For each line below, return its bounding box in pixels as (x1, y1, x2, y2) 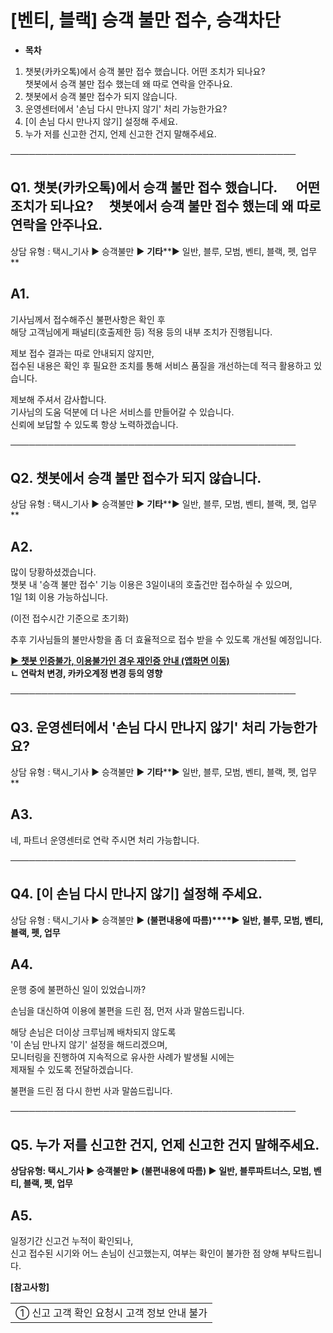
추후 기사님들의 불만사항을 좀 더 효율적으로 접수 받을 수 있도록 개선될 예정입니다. (10, 634, 323, 646)
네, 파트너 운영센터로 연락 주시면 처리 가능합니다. (10, 834, 200, 846)
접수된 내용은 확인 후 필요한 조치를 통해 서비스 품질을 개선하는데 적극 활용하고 (10, 359, 312, 371)
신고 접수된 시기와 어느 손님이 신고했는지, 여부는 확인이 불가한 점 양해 (10, 1247, 280, 1260)
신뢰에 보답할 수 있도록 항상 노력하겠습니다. (10, 418, 179, 430)
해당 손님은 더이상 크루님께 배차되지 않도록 (10, 1026, 177, 1038)
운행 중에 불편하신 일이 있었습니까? (10, 984, 147, 996)
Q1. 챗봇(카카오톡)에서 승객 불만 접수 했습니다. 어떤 (10, 179, 321, 196)
